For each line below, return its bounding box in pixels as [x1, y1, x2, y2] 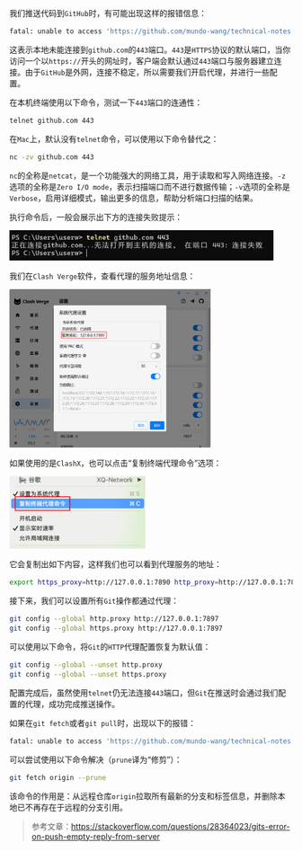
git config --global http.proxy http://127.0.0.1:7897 [9, 615, 219, 624]
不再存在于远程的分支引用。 [24, 802, 128, 812]
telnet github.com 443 [9, 116, 94, 125]
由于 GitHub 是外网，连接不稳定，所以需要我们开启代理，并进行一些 [24, 66, 270, 77]
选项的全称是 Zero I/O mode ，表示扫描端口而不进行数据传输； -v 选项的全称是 [9, 181, 290, 191]
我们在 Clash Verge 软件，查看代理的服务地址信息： [9, 270, 196, 281]
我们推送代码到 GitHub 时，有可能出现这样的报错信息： [9, 8, 207, 18]
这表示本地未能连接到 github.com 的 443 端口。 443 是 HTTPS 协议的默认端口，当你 [9, 44, 291, 55]
